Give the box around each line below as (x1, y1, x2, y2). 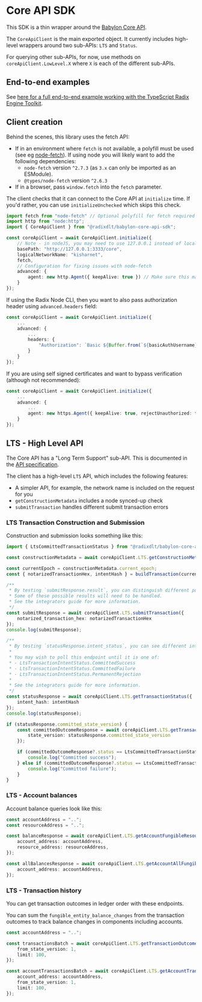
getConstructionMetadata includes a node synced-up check (14, 496, 164, 504)
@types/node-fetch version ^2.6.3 (23, 177, 108, 184)
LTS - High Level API (6, 438, 84, 449)
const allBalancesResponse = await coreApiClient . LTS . (6, 860, 147, 866)
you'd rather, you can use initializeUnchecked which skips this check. (6, 201, 182, 208)
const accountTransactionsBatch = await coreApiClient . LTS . (6, 968, 161, 974)
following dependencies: (14, 157, 76, 164)
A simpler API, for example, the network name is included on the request (14, 484, 195, 491)
